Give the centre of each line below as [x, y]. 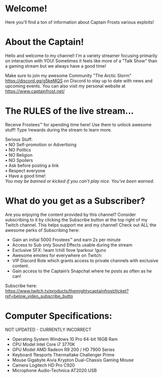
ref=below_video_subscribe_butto [39, 296]
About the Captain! [45, 42]
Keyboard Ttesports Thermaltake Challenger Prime [63, 354]
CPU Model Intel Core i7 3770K [44, 344]
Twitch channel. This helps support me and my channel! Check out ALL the [81, 225]
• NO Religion [19, 155]
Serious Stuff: [19, 139]
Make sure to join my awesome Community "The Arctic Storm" [68, 75]
